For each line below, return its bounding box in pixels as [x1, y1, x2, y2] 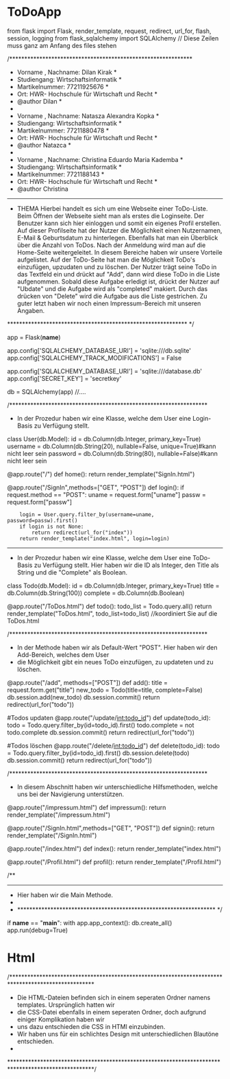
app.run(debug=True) [7, 926, 68, 934]
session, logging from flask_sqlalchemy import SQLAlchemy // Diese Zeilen [7, 34, 219, 42]
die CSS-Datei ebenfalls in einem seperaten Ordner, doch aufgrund [16, 1008, 207, 1016]
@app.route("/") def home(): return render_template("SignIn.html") [7, 469, 195, 478]
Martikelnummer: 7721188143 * [16, 170, 105, 178]
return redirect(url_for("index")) [31, 529, 133, 536]
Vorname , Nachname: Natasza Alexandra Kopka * [16, 111, 159, 120]
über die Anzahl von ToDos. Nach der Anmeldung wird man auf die [16, 241, 206, 249]
